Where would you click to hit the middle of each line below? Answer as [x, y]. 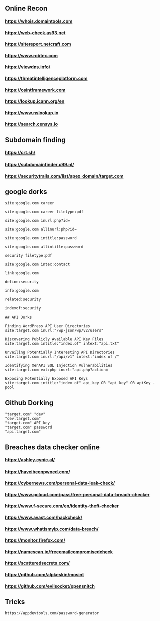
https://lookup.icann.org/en [35, 101]
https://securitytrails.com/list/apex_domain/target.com [64, 176]
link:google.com [22, 273]
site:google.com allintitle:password [44, 247]
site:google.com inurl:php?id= [38, 221]
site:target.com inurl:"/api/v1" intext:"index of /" [62, 357]
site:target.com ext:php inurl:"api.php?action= [57, 370]
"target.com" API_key [28, 423]
